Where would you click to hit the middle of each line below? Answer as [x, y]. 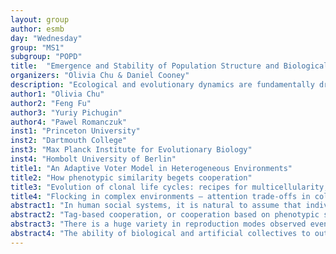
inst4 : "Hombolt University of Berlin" [93, 159]
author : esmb [37, 29]
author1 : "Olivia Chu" [57, 94]
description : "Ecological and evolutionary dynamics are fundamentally [162, 85]
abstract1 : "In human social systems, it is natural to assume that [156, 206]
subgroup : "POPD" [46, 57]
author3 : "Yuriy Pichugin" [66, 112]
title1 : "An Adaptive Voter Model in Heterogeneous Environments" [151, 168]
